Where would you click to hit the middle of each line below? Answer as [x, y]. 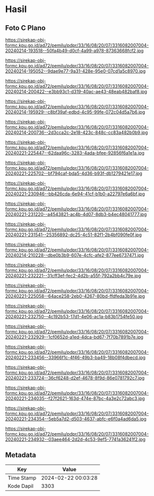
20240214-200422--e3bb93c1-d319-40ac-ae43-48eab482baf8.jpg [76, 91]
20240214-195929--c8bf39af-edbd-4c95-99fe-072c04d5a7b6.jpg [75, 112]
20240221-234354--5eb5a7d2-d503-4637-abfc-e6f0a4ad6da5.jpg [76, 419]
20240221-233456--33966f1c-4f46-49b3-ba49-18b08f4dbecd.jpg [75, 358]
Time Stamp [22, 478]
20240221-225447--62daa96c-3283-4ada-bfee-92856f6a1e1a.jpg [75, 153]
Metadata [21, 455]
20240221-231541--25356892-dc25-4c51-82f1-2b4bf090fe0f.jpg [73, 235]
